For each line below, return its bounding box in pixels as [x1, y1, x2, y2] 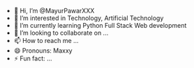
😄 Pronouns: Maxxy [13, 46, 73, 55]
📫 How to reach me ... [13, 37, 79, 44]
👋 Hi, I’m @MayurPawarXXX [13, 7, 95, 15]
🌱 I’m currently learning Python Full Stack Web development [13, 22, 187, 29]
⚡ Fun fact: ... [13, 54, 52, 62]
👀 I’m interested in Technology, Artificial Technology [13, 14, 164, 22]
